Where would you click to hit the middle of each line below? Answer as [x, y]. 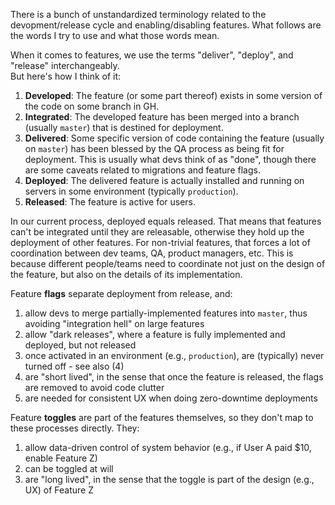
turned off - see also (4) [74, 366]
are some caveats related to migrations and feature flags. [142, 170]
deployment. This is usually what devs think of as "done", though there [170, 159]
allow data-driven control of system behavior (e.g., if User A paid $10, [168, 447]
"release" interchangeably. [65, 65]
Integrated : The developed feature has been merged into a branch [162, 117]
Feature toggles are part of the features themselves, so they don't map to [162, 417]
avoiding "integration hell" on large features [114, 323]
